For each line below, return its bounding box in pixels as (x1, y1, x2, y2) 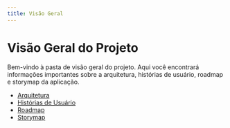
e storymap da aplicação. (7, 77, 80, 86)
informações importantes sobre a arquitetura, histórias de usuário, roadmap (7, 70, 224, 78)
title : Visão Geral (7, 10, 64, 17)
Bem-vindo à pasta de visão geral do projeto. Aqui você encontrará (7, 63, 200, 71)
